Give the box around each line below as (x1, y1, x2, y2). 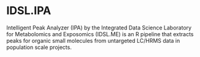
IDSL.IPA (6, 4, 52, 18)
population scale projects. (6, 44, 72, 51)
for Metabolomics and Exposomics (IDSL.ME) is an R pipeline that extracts (6, 30, 194, 37)
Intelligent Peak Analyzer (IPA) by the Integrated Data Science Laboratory (6, 24, 192, 31)
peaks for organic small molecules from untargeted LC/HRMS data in (6, 37, 180, 44)
